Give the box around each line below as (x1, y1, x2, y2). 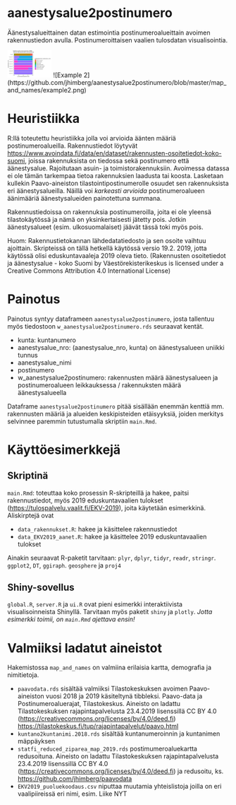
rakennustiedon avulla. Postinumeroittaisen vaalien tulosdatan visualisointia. (7, 35, 228, 44)
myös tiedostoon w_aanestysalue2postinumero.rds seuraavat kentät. (7, 322, 204, 330)
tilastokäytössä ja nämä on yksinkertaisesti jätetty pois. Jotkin (7, 215, 187, 223)
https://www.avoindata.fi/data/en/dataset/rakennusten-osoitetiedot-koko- (7, 148, 222, 157)
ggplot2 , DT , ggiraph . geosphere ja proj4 (7, 560, 121, 570)
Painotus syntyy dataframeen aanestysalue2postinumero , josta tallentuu (7, 315, 215, 323)
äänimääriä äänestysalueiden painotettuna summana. (7, 194, 162, 202)
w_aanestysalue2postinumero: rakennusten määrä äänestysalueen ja (17, 373, 218, 382)
